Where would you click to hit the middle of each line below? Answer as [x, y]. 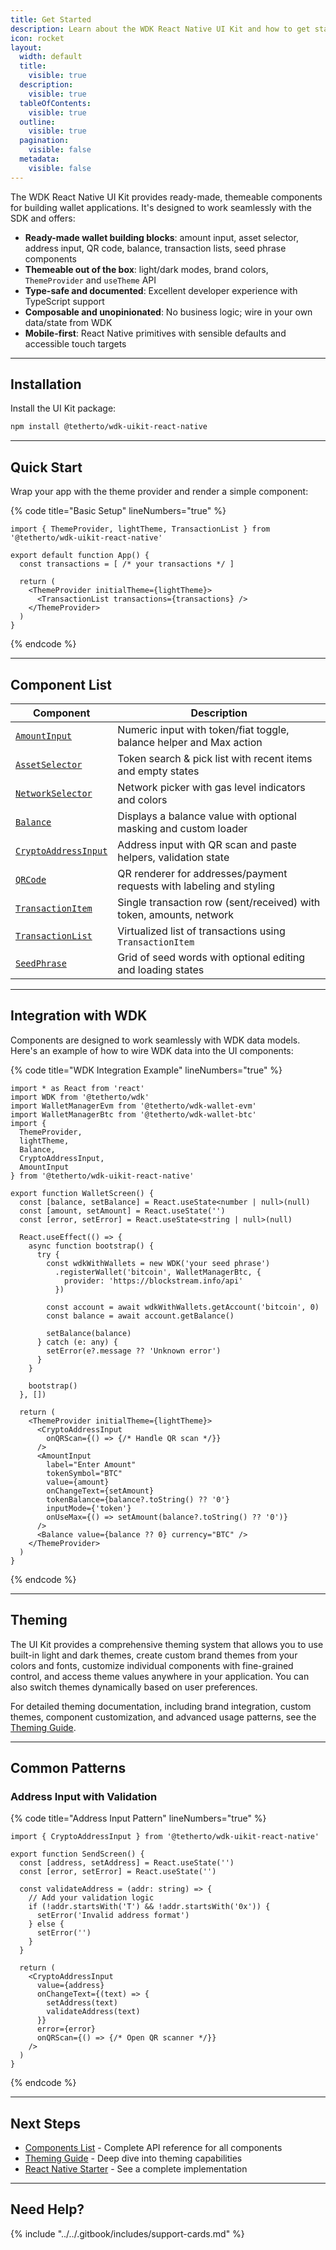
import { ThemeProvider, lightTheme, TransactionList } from [140, 529]
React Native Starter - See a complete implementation [136, 2169]
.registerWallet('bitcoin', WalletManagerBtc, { [158, 1272]
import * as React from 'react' [77, 1088]
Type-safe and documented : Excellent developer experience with [161, 290]
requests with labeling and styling [196, 886]
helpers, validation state [173, 857]
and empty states [158, 771]
